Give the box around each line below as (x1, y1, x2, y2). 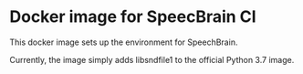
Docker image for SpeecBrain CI (9, 6, 257, 27)
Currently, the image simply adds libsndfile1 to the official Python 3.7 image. (9, 54, 295, 65)
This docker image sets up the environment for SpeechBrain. (9, 37, 238, 48)
